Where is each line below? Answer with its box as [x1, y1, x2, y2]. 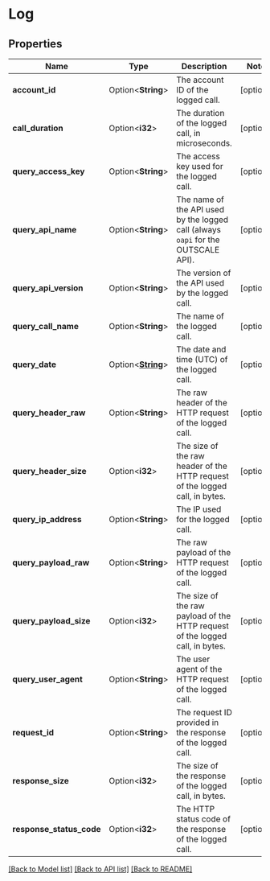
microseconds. [176, 138, 233, 149]
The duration [176, 108, 225, 118]
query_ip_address [12, 514, 82, 525]
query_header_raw [12, 407, 86, 418]
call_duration [12, 122, 64, 134]
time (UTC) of [176, 354, 228, 364]
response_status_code [12, 824, 102, 834]
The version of [176, 267, 231, 278]
